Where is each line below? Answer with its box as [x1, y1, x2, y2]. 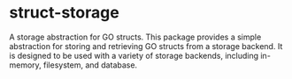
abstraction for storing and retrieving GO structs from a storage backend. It [9, 40, 283, 51]
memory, [9, 60, 42, 70]
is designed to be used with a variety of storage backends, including [9, 50, 259, 61]
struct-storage [9, 3, 119, 23]
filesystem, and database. [42, 60, 138, 70]
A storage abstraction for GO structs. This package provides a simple [9, 32, 262, 42]
